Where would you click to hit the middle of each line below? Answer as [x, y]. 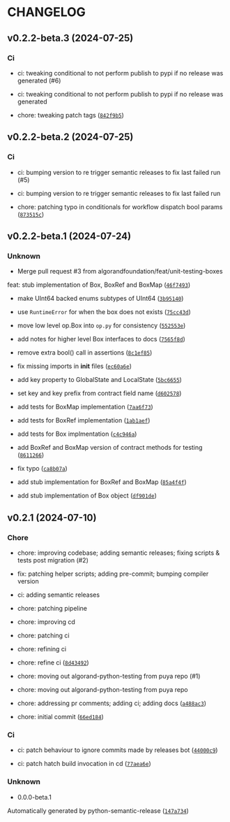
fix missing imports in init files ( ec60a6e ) [75, 366]
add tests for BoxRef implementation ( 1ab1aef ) [84, 420]
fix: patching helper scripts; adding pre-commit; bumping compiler [113, 574]
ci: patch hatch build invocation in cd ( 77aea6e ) [84, 764]
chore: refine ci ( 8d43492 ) [53, 662]
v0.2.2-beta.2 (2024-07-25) [70, 137]
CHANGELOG [46, 12]
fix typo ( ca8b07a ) [42, 469]
